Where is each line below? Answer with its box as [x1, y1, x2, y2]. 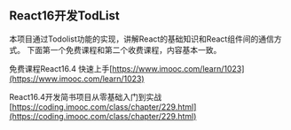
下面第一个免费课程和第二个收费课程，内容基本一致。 [26, 44, 222, 55]
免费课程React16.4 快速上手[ [9, 63, 113, 73]
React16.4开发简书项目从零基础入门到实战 [9, 91, 162, 102]
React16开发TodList [9, 8, 120, 24]
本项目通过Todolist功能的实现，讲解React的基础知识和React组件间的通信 [9, 34, 275, 44]
